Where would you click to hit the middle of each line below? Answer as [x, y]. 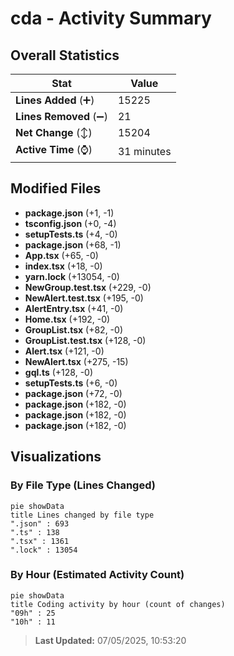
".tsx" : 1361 [40, 541]
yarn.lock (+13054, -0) [72, 276]
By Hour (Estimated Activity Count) [97, 575]
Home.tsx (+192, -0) [67, 319]
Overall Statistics [65, 55]
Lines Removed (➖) [61, 116]
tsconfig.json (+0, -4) [70, 223]
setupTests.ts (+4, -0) [71, 234]
